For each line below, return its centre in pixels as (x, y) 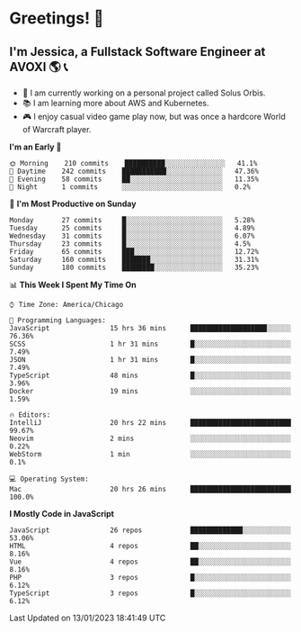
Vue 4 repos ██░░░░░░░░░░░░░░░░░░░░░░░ (150, 562)
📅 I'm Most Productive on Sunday (73, 203)
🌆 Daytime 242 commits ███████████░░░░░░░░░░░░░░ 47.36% (134, 171)
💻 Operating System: (49, 479)
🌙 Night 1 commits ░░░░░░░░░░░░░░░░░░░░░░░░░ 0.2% (130, 187)
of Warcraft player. (57, 129)
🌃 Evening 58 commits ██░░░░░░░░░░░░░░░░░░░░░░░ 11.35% (134, 179)
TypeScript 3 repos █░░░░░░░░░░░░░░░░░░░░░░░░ (150, 593)
